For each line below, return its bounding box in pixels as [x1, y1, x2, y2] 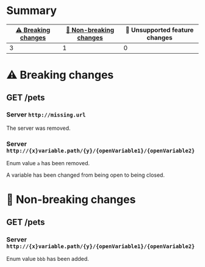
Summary [6, 4, 57, 18]
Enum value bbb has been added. [6, 255, 90, 262]
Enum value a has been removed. [6, 160, 90, 167]
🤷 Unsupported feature [125, 26, 194, 34]
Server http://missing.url [6, 110, 86, 119]
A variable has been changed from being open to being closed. [6, 171, 165, 179]
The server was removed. [6, 124, 71, 132]
